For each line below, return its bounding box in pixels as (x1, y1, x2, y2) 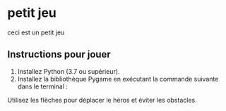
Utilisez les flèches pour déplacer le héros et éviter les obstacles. (7, 96, 197, 104)
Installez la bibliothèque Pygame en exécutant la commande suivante (17, 74, 219, 83)
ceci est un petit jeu (7, 28, 65, 37)
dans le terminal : (17, 82, 69, 91)
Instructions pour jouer (7, 48, 111, 60)
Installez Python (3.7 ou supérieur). (17, 67, 120, 75)
